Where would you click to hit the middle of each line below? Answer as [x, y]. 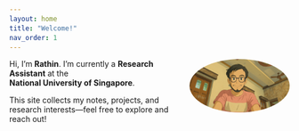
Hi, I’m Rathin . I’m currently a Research [81, 64]
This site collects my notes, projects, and [85, 100]
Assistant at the [39, 74]
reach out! [28, 119]
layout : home [33, 19]
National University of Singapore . [72, 83]
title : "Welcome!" [43, 28]
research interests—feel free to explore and [89, 110]
